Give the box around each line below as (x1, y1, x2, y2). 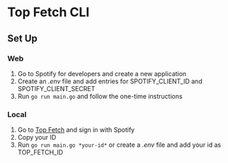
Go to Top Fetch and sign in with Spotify (17, 126, 135, 134)
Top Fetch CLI (7, 4, 90, 20)
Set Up (7, 32, 38, 44)
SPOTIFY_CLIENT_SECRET (17, 84, 96, 92)
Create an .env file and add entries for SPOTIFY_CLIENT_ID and (17, 77, 203, 85)
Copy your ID (17, 133, 57, 142)
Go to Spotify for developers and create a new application (17, 69, 187, 78)
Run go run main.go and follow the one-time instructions (17, 92, 183, 100)
